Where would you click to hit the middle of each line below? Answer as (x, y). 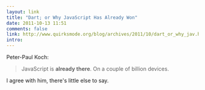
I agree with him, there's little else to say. (58, 80)
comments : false (27, 29)
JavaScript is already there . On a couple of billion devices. (95, 69)
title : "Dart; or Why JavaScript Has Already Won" (72, 18)
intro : (15, 40)
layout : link (23, 12)
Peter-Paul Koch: (27, 57)
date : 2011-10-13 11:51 (37, 23)
